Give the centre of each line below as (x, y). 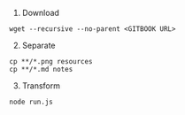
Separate (39, 45)
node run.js (31, 102)
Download (41, 13)
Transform (41, 86)
